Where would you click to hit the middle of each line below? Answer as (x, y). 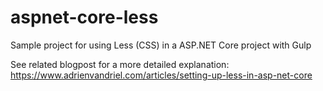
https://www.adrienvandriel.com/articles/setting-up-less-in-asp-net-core (161, 75)
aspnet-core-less (84, 17)
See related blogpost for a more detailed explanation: (120, 64)
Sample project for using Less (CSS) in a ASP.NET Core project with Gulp (161, 45)
